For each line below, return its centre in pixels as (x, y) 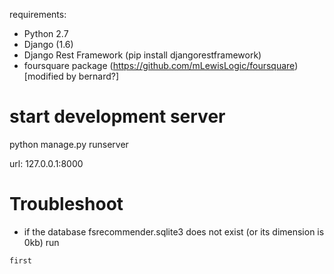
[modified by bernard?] (71, 76)
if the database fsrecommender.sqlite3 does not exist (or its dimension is (174, 231)
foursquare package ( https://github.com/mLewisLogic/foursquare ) (161, 65)
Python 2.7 (46, 33)
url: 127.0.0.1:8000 (46, 163)
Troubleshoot (66, 204)
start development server (117, 116)
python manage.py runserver (69, 144)
